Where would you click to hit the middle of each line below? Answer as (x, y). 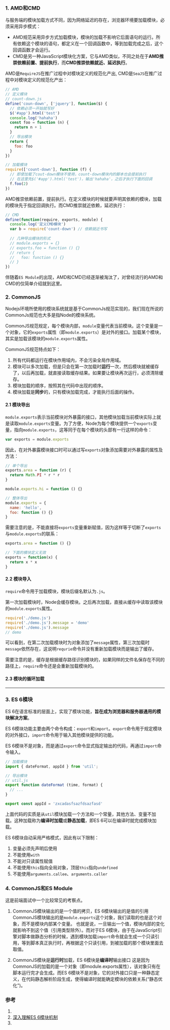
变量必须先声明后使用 (35, 848)
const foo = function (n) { (39, 123)
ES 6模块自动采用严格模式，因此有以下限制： (52, 837)
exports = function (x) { (31, 557)
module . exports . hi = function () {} (44, 489)
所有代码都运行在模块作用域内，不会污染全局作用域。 (68, 360)
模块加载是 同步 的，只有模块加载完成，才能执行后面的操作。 (75, 392)
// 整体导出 (16, 498)
